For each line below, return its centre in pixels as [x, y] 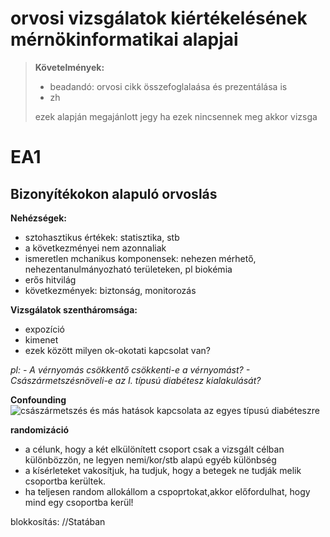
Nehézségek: [38, 218]
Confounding [38, 399]
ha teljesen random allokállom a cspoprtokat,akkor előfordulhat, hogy [167, 491]
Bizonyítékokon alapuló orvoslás [114, 193]
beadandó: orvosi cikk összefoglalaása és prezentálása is [168, 86]
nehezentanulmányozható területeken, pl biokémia [128, 269]
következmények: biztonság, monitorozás [110, 290]
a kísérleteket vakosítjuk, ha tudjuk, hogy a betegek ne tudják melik [163, 470]
